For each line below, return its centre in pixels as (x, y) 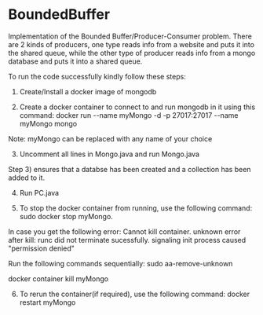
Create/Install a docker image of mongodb (88, 91)
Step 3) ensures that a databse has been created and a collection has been (130, 169)
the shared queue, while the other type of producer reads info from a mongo (132, 53)
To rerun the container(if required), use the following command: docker (134, 294)
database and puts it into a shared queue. (75, 61)
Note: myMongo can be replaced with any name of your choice (110, 138)
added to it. (27, 178)
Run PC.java (39, 192)
